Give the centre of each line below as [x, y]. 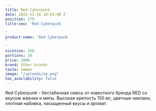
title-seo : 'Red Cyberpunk [33, 24]
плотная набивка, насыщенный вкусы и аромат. [56, 103]
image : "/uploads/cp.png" [32, 74]
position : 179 [20, 19]
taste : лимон [19, 69]
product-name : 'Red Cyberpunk [37, 37]
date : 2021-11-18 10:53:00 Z [35, 14]
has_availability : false [31, 79]
